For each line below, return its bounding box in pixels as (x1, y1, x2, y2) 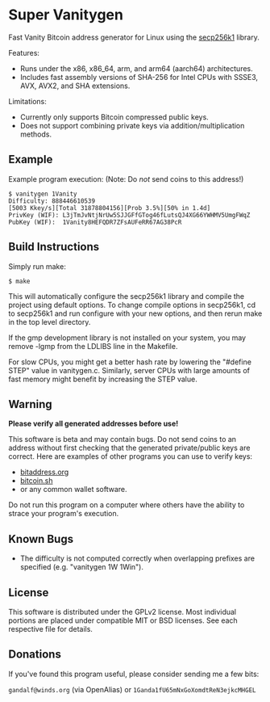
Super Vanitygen (8, 6, 123, 24)
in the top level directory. (8, 317, 91, 326)
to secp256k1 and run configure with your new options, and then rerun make (8, 309, 263, 318)
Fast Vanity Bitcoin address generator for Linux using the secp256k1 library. (8, 32, 260, 42)
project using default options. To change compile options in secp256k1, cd (8, 300, 256, 309)
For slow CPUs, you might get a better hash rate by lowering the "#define (8, 357, 252, 367)
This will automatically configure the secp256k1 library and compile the (8, 291, 245, 301)
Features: (8, 48, 40, 57)
